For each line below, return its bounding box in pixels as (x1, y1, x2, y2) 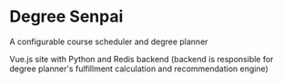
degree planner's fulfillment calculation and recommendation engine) (9, 63, 268, 74)
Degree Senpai (9, 6, 124, 27)
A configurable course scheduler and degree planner (9, 36, 208, 47)
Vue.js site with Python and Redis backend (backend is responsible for (9, 53, 274, 64)
